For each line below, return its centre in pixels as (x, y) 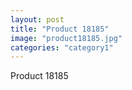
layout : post (37, 19)
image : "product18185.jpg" (66, 38)
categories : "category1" (62, 47)
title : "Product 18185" (60, 29)
